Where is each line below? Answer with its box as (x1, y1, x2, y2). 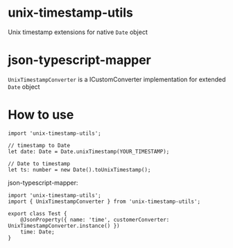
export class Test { (8, 210, 68, 217)
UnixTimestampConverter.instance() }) (8, 222, 120, 229)
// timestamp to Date (8, 142, 71, 149)
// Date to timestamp (8, 160, 71, 167)
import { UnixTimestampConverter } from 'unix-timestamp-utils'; (8, 198, 200, 205)
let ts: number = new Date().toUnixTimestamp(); (8, 166, 151, 173)
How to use (8, 107, 74, 123)
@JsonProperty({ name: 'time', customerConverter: (20, 216, 170, 223)
